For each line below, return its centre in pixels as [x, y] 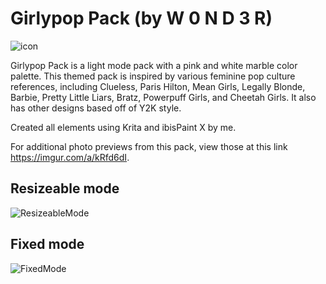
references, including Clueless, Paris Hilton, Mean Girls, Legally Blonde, [158, 86]
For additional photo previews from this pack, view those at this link [149, 146]
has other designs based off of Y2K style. [96, 108]
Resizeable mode [65, 188]
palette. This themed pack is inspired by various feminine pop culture [153, 76]
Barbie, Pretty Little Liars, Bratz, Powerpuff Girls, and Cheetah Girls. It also [163, 97]
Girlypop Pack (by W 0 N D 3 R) [141, 18]
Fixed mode [47, 244]
